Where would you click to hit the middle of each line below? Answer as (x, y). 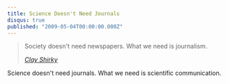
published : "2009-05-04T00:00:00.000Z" (65, 26)
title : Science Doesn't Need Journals (63, 14)
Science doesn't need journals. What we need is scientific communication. (114, 73)
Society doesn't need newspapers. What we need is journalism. (116, 47)
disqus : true (26, 20)
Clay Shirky (41, 60)
